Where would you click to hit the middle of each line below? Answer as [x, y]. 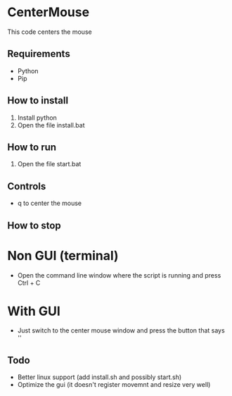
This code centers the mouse [50, 32]
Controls [27, 186]
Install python [37, 118]
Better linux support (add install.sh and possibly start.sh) [99, 377]
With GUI [34, 311]
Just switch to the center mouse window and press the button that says [121, 330]
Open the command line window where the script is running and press [119, 275]
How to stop [34, 225]
